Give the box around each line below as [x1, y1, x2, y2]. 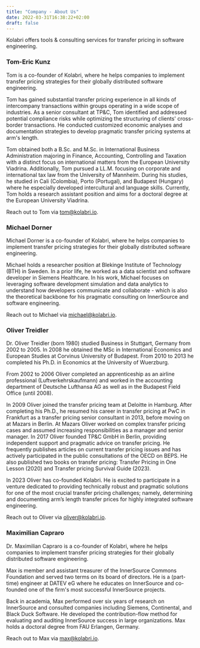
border [6, 121, 23, 128]
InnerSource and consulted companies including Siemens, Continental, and [6, 604, 192, 611]
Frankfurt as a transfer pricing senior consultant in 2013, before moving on [6, 414, 190, 421]
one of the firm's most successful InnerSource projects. [28, 586, 166, 593]
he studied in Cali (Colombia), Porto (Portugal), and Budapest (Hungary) [6, 178, 184, 185]
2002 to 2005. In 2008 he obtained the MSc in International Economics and [6, 346, 192, 353]
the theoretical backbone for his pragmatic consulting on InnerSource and [6, 293, 189, 300]
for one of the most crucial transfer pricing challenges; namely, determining [6, 490, 193, 497]
